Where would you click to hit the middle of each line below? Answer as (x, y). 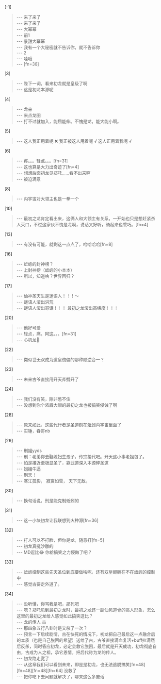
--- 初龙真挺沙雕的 (35, 546)
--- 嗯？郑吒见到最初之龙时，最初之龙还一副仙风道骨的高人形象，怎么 (86, 610)
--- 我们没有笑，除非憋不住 (43, 399)
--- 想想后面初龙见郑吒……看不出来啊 (53, 173)
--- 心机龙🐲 (28, 340)
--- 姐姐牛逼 (29, 469)
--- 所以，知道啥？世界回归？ (46, 276)
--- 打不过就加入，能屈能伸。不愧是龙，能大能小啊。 (69, 121)
